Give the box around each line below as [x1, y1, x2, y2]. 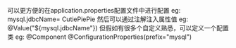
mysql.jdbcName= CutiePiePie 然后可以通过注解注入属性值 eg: [7, 15, 189, 23]
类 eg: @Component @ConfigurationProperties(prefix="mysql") [7, 32, 192, 41]
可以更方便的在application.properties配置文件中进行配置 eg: [7, 6, 181, 14]
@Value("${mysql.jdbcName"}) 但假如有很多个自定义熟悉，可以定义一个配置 [7, 24, 229, 32]
